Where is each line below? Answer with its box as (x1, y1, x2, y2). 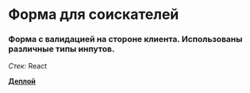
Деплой (8, 76, 36, 86)
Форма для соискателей (8, 6, 179, 24)
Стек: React (8, 61, 48, 71)
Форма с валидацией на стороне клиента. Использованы (8, 34, 243, 45)
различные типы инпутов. (8, 43, 115, 54)
